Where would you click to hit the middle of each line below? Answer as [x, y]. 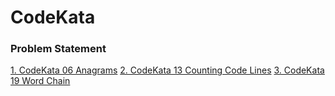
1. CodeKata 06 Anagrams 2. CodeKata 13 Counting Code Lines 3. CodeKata [167, 70]
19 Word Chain [40, 81]
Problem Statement [58, 49]
